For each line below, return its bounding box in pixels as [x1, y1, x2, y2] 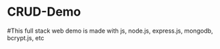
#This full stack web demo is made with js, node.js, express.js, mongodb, [7, 27, 213, 35]
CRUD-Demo [7, 4, 81, 20]
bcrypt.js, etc [7, 33, 44, 42]
